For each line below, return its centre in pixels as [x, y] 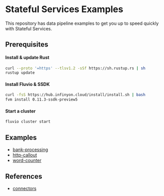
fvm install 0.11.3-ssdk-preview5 [42, 100]
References [24, 176]
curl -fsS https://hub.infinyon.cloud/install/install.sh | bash [75, 95]
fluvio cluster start [28, 122]
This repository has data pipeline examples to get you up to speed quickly [82, 23]
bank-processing [30, 150]
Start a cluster [20, 111]
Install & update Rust [27, 57]
